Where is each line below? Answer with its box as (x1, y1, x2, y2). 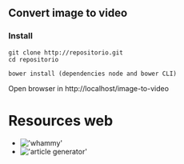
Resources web (8, 111, 114, 130)
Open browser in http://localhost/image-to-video (8, 83, 170, 93)
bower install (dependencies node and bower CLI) (8, 70, 178, 78)
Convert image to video (8, 6, 128, 20)
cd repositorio (8, 55, 59, 63)
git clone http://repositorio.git (8, 48, 124, 57)
